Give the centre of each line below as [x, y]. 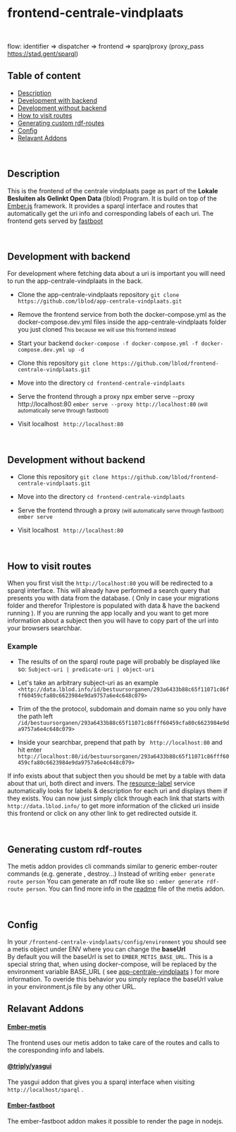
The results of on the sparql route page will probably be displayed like [119, 662]
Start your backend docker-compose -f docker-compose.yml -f [108, 343]
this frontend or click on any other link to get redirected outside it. [103, 814]
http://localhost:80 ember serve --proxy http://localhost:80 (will [112, 404]
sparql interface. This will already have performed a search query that [108, 590]
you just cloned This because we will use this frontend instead [97, 330]
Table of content [44, 76]
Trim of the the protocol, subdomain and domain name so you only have [122, 709]
